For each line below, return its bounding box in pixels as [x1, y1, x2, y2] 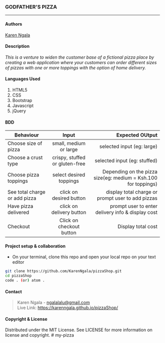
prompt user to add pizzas [97, 195, 158, 202]
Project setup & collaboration [5, 243, 66, 249]
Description [5, 43, 30, 49]
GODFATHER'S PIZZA [5, 3, 57, 10]
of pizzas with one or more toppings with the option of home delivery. [5, 65, 146, 70]
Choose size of [7, 140, 43, 147]
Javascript [12, 103, 34, 108]
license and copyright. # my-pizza [5, 332, 75, 338]
